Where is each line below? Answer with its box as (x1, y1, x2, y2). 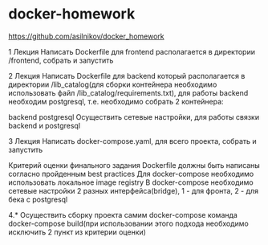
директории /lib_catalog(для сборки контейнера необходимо (8, 80, 217, 89)
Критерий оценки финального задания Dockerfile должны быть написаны (8, 160, 261, 169)
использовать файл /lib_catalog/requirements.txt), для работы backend (8, 88, 249, 97)
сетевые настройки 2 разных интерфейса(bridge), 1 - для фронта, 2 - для (8, 186, 259, 195)
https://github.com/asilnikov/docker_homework (8, 31, 164, 41)
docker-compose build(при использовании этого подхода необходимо (8, 218, 249, 228)
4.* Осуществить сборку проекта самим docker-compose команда (8, 210, 238, 219)
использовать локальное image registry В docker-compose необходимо (8, 178, 254, 187)
